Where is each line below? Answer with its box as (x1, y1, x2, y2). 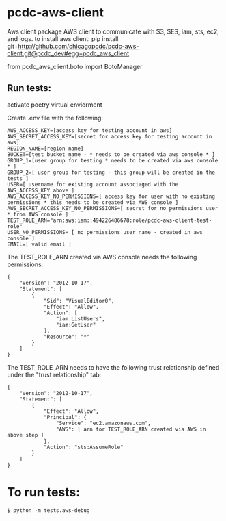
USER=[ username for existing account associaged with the (7, 181, 179, 188)
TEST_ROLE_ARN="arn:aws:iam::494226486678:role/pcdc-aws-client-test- (7, 217, 212, 224)
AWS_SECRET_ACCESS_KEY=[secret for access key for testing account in (7, 133, 212, 140)
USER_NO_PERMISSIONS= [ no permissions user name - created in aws (7, 229, 203, 236)
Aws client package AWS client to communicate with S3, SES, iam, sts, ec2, (7, 27, 220, 36)
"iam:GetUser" (55, 321, 96, 328)
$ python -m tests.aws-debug (7, 507, 90, 514)
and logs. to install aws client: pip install (7, 34, 119, 42)
